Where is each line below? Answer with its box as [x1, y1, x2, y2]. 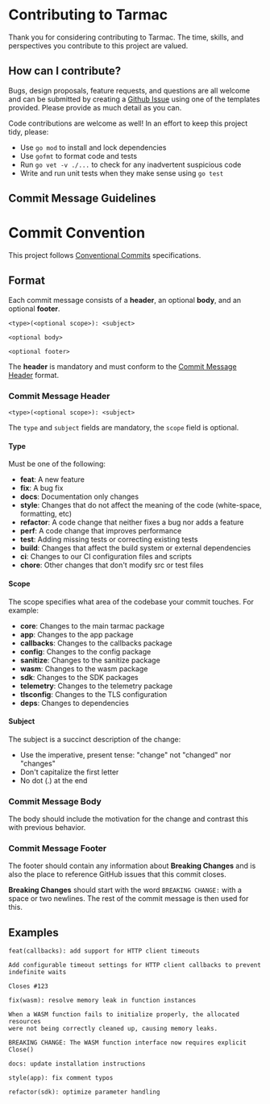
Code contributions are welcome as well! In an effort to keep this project [8, 118, 248, 128]
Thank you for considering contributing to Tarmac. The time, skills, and [8, 32, 244, 42]
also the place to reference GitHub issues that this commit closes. [8, 870, 227, 879]
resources [8, 1018, 42, 1026]
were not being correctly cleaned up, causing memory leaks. [8, 1025, 218, 1033]
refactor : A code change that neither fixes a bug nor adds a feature [19, 517, 244, 527]
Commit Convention [8, 224, 146, 243]
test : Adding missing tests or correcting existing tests [19, 534, 198, 545]
